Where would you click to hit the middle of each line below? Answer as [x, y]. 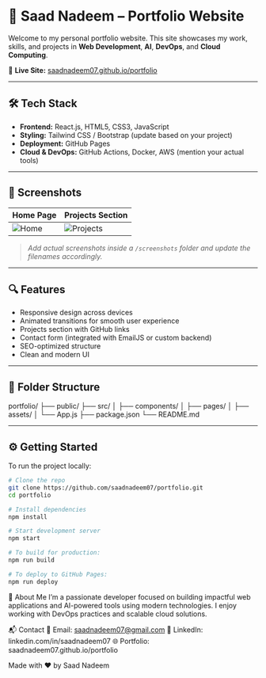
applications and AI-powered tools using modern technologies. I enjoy [123, 605]
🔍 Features [37, 289]
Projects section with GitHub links [74, 329]
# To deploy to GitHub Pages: [58, 574]
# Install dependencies [47, 509]
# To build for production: [55, 553]
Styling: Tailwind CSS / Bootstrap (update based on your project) [126, 135]
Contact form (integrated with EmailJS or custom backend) [116, 338]
